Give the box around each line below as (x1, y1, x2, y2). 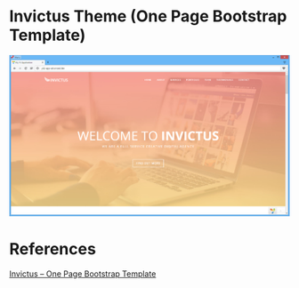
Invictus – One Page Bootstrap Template (9, 268, 157, 279)
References (9, 239, 96, 260)
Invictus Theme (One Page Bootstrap (9, 6, 287, 27)
